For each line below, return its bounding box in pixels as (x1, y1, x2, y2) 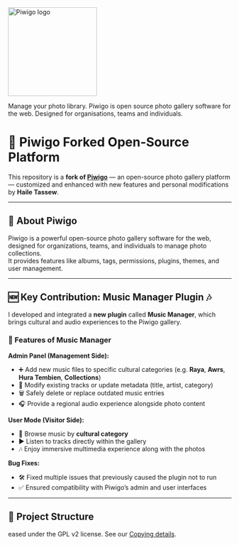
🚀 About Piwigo (8, 215, 77, 227)
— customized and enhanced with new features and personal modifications (8, 180, 229, 189)
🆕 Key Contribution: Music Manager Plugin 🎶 (8, 291, 212, 304)
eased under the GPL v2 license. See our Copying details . (8, 529, 177, 538)
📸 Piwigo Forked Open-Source (8, 134, 190, 150)
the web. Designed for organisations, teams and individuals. (8, 109, 183, 118)
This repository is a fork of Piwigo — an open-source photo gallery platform (8, 172, 230, 181)
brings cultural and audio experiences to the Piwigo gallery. (8, 317, 182, 326)
